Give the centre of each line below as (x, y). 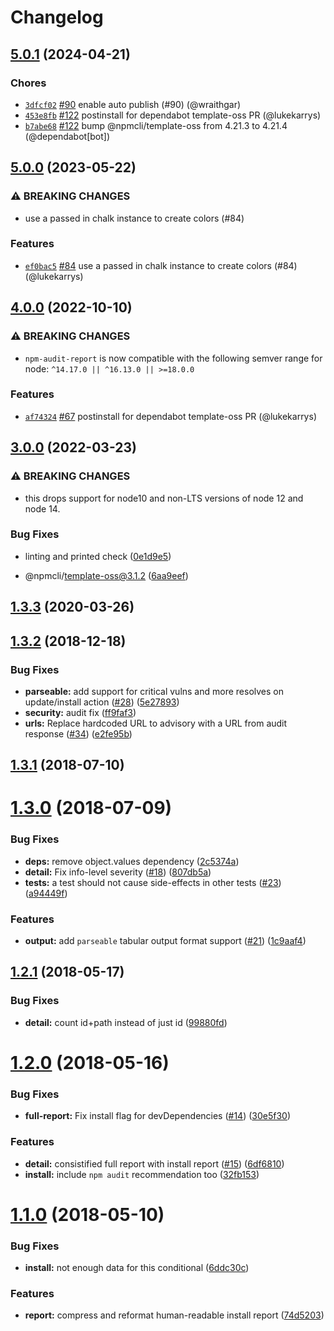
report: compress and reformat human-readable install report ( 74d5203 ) (174, 1315)
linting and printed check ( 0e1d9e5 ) (98, 556)
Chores (28, 83)
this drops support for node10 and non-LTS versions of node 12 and (164, 498)
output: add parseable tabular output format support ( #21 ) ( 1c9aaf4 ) (165, 941)
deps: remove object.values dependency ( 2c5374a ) (132, 861)
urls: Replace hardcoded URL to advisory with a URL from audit (156, 723)
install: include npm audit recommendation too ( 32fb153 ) (142, 1174)
